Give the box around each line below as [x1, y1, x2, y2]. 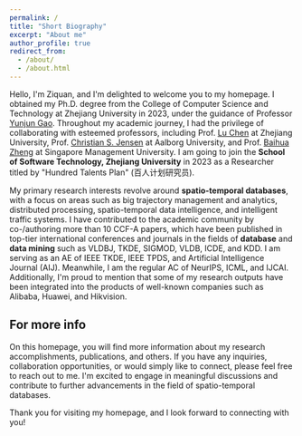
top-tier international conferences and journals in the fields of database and [9, 233, 293, 244]
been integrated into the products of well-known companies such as [9, 281, 264, 292]
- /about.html [17, 64, 71, 73]
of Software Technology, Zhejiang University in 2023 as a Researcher [9, 156, 274, 167]
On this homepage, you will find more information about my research [9, 341, 266, 352]
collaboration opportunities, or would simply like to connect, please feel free [9, 360, 293, 372]
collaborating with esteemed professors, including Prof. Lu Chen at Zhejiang [9, 127, 293, 138]
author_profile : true [9, 38, 91, 48]
